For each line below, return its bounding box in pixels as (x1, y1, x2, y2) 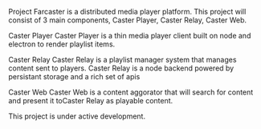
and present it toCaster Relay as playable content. (8, 96, 173, 105)
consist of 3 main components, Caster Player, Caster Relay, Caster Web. (8, 15, 247, 25)
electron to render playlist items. (8, 39, 116, 49)
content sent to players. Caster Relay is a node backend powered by (8, 63, 234, 73)
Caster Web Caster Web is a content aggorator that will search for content (8, 87, 254, 97)
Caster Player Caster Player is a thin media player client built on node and (8, 31, 251, 40)
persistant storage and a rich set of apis (8, 72, 141, 81)
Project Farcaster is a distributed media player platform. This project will (8, 7, 247, 16)
